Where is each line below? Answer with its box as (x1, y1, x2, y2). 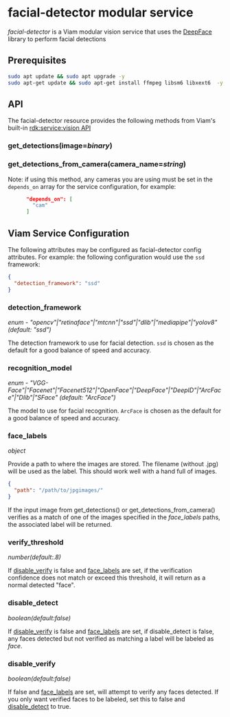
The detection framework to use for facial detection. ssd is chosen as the (8, 339, 214, 347)
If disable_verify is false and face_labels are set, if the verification (8, 567, 193, 575)
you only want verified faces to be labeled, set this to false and (8, 695, 185, 703)
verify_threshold (8, 538, 64, 547)
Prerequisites (8, 55, 67, 67)
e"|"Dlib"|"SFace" (8, 394, 58, 402)
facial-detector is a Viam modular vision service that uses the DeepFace (8, 27, 212, 36)
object (8, 446, 26, 455)
